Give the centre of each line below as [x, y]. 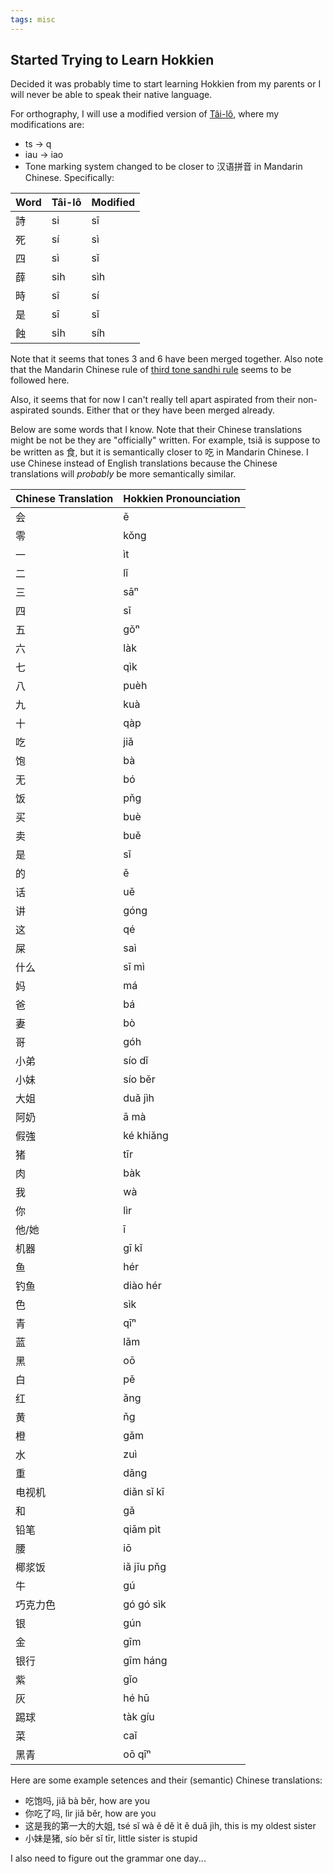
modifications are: [47, 125]
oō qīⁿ [137, 1754]
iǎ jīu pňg [145, 1567]
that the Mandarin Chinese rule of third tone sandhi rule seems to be [151, 370]
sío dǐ [136, 1061]
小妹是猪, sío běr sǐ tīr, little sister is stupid [111, 1838]
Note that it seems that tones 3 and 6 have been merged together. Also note [167, 359]
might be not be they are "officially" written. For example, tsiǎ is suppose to [165, 440]
